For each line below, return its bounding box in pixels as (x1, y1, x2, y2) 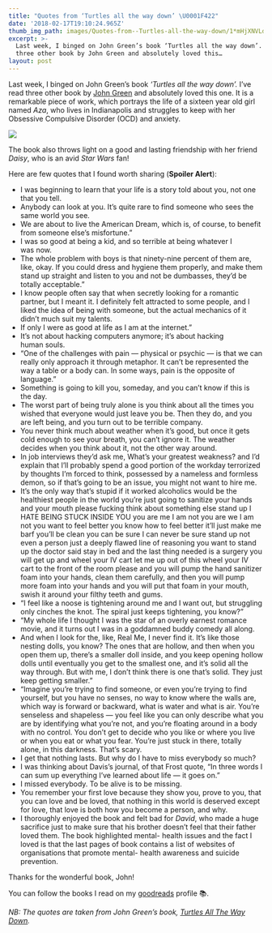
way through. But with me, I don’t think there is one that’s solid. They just (19, 666, 263, 677)
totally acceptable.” (19, 279, 85, 289)
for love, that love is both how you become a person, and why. (19, 804, 228, 815)
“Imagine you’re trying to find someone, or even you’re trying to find (19, 684, 248, 694)
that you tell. (19, 193, 62, 203)
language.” (19, 374, 57, 383)
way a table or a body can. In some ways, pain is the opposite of (19, 366, 236, 375)
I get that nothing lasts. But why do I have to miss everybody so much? (19, 753, 257, 763)
